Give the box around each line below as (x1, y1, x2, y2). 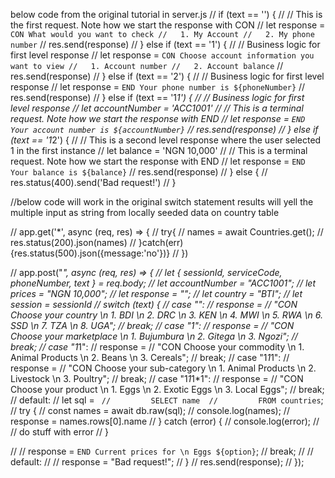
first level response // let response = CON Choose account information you (10, 49, 315, 61)
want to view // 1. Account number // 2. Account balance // (10, 60, 284, 71)
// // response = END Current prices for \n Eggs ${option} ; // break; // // (10, 445, 314, 457)
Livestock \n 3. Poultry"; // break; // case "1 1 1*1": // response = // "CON (10, 373, 304, 384)
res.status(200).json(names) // (10, 237, 137, 248)
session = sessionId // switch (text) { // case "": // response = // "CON (10, 299, 298, 310)
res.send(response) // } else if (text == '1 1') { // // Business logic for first (10, 92, 305, 103)
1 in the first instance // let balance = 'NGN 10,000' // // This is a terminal (10, 145, 308, 156)
